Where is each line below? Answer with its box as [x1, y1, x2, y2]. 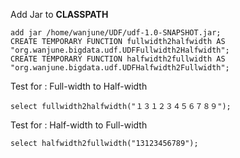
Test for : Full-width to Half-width [10, 80, 148, 92]
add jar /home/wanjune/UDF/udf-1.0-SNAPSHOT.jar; [10, 28, 222, 38]
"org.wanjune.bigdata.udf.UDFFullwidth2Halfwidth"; [10, 45, 230, 55]
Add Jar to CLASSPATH [10, 9, 109, 20]
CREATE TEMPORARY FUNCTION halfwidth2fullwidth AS [10, 54, 226, 64]
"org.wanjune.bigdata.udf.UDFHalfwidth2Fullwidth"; [10, 63, 230, 73]
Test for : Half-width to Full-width [10, 119, 148, 131]
